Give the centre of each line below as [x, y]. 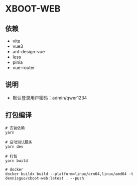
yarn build [17, 161]
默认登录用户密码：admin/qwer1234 [50, 98]
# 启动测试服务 [19, 142]
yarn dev [14, 146]
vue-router [24, 68]
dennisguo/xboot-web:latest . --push [45, 178]
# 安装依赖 [15, 128]
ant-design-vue [29, 52]
